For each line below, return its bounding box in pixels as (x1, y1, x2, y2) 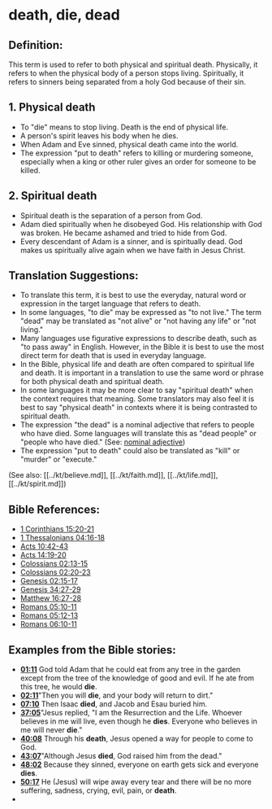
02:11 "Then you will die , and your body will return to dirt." (19, 690, 214, 701)
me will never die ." (19, 725, 83, 735)
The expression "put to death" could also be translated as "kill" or (19, 446, 240, 456)
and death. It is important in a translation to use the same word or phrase (19, 368, 264, 378)
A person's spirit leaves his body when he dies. (19, 130, 179, 140)
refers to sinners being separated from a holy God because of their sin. (8, 77, 246, 86)
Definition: (8, 38, 63, 52)
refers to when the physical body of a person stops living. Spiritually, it (8, 68, 244, 78)
